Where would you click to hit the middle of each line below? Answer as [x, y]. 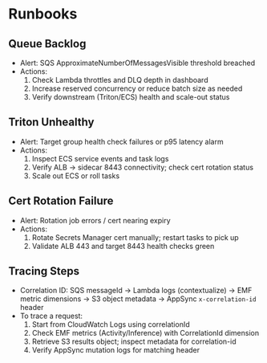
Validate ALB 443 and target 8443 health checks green [123, 246]
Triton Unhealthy [51, 122]
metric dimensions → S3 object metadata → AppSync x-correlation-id [138, 299]
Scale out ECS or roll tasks [76, 175]
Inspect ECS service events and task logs [100, 158]
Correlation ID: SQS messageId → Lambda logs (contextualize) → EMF [136, 291]
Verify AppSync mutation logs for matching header [116, 350]
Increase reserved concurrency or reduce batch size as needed [137, 88]
